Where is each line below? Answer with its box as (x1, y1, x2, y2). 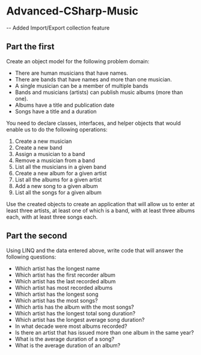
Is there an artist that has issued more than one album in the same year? (14, 328, 194, 336)
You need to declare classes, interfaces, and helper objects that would (6, 119, 181, 127)
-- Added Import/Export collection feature (6, 24, 110, 31)
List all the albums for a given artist (14, 176, 102, 183)
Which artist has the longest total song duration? (14, 309, 135, 317)
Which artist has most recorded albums (14, 284, 113, 291)
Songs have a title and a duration (14, 107, 97, 115)
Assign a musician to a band (14, 150, 85, 157)
